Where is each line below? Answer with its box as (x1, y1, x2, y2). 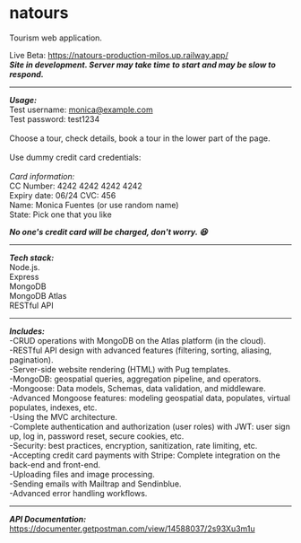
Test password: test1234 (9, 113, 100, 124)
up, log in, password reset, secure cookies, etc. (9, 430, 185, 442)
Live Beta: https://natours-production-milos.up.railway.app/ (9, 49, 228, 60)
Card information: (9, 171, 75, 181)
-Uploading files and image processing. (9, 469, 155, 479)
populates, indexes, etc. (9, 402, 98, 413)
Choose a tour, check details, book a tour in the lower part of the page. (9, 133, 271, 144)
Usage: (9, 94, 38, 105)
